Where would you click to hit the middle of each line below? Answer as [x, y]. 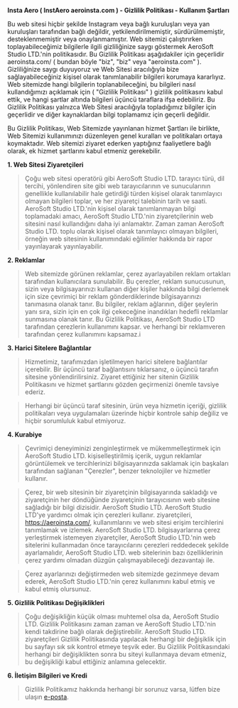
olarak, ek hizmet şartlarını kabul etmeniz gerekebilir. [85, 151]
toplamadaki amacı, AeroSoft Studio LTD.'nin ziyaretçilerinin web [119, 216]
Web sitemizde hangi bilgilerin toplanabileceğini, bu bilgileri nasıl [102, 84]
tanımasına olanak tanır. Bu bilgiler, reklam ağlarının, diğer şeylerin [121, 304]
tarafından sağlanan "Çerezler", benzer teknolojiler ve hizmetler [118, 471]
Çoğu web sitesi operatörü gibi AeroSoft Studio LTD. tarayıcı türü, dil [125, 178]
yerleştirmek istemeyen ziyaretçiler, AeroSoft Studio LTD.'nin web [120, 538]
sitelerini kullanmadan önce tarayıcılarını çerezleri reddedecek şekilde [127, 545]
